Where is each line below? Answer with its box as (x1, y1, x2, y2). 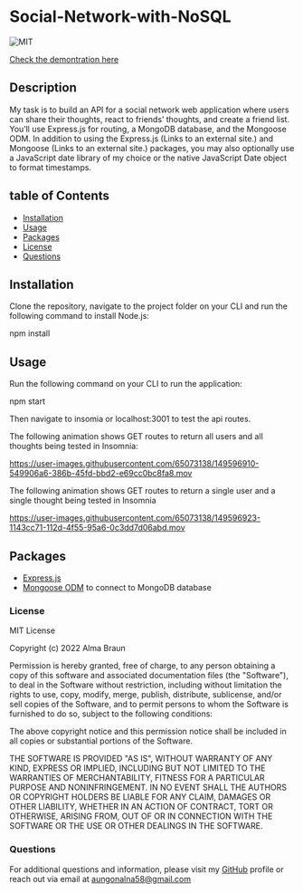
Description (9, 80, 77, 96)
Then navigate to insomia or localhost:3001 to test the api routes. (9, 414, 251, 425)
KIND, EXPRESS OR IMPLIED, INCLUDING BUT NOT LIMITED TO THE (9, 763, 266, 773)
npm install (9, 328, 51, 339)
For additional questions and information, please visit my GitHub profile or (9, 863, 284, 875)
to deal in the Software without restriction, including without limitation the (9, 679, 282, 690)
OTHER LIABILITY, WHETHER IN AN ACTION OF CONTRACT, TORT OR (9, 802, 273, 812)
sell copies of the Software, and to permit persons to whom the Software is (9, 699, 289, 710)
